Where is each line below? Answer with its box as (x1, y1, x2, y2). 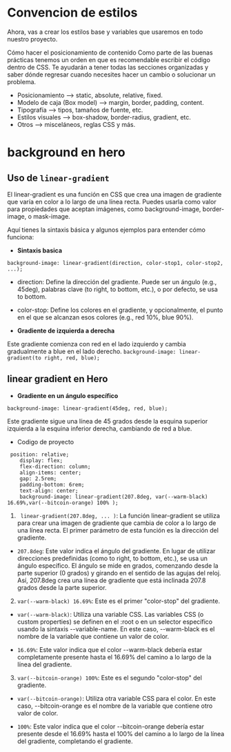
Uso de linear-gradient (7, 172, 110, 184)
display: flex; (19, 457, 63, 464)
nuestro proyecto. (7, 34, 58, 43)
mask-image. (33, 212, 70, 220)
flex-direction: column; (19, 463, 91, 470)
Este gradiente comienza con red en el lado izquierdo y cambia (7, 339, 186, 348)
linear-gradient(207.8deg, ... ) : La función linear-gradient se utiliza (20, 511, 221, 520)
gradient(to (7, 354, 41, 362)
